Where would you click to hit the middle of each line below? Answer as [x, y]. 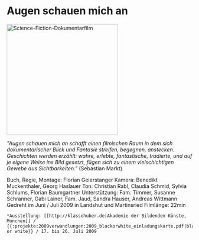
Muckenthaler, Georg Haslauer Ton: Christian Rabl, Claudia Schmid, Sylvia [97, 186]
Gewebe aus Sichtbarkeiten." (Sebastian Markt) [65, 168]
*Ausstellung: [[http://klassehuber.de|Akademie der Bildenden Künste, [97, 216]
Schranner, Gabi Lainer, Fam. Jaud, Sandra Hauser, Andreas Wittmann [92, 199]
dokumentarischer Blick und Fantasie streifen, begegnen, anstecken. [91, 150]
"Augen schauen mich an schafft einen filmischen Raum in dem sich [90, 143]
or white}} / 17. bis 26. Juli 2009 [52, 231]
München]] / [21, 221]
